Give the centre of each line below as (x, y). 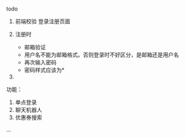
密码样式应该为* (44, 70)
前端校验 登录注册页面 (43, 21)
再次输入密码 (40, 62)
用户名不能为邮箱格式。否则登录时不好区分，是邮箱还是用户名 (102, 55)
